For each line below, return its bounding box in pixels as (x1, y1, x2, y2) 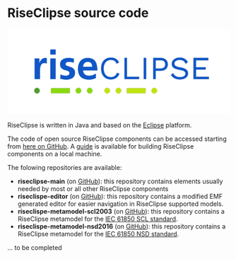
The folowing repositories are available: (7, 163, 122, 172)
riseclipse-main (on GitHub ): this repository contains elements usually (17, 177, 223, 185)
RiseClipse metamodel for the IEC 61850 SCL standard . (17, 214, 178, 224)
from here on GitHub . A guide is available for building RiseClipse (7, 142, 194, 151)
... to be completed (7, 243, 62, 252)
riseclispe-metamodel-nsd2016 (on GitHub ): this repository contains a (17, 222, 226, 231)
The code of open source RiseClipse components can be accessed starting (7, 134, 228, 143)
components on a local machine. (7, 150, 102, 159)
